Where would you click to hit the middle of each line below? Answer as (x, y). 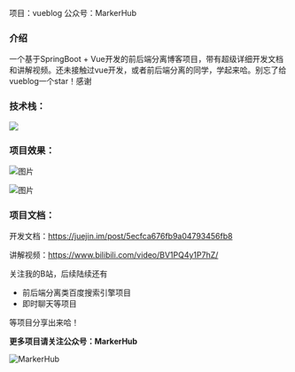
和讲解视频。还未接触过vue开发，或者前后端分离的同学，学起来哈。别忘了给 (148, 70)
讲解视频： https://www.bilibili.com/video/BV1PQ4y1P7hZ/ (114, 255)
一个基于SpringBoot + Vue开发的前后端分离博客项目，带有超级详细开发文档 (146, 59)
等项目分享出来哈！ (44, 322)
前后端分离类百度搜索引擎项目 (76, 293)
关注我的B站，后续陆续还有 (58, 274)
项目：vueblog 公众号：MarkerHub (73, 13)
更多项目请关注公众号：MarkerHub (74, 341)
